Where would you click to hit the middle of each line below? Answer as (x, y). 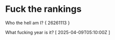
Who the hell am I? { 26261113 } (38, 23)
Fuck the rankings (43, 9)
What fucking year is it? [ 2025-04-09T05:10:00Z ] (58, 32)
